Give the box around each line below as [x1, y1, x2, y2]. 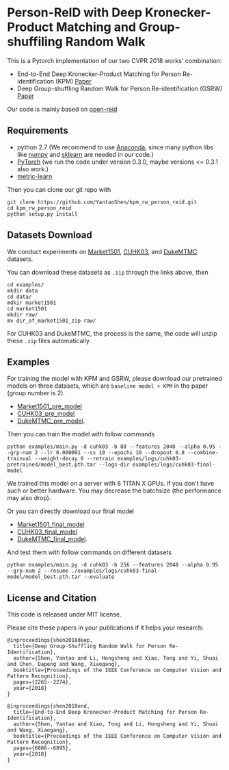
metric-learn [16, 172, 53, 180]
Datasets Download [7, 229, 92, 241]
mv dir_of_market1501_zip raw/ [7, 317, 96, 324]
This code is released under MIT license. [7, 610, 122, 619]
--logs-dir [98, 461, 130, 469]
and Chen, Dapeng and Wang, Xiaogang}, [7, 661, 121, 668]
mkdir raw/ [7, 311, 38, 318]
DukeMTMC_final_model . [16, 535, 87, 543]
